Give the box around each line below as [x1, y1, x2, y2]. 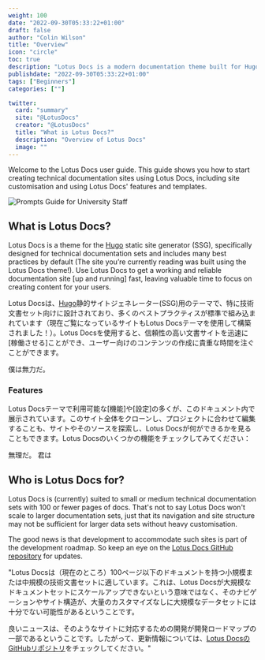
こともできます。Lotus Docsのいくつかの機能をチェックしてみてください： [8, 433, 251, 442]
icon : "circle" [8, 48, 58, 56]
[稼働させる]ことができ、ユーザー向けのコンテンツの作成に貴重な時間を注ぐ [8, 338, 255, 348]
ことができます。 [8, 348, 63, 357]
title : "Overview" [8, 41, 69, 49]
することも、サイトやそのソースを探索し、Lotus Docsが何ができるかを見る [8, 423, 252, 433]
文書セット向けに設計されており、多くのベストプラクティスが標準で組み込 [8, 308, 250, 318]
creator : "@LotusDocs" [15, 121, 90, 129]
